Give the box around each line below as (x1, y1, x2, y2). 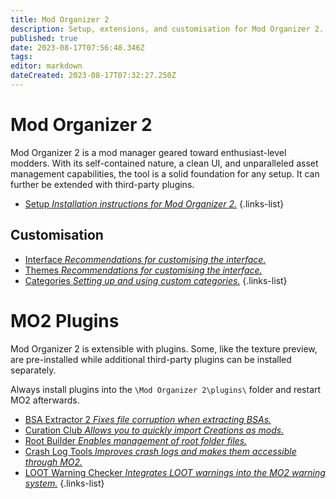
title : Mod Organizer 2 (10, 14, 110, 25)
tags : (10, 52, 33, 62)
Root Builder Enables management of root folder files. (24, 434, 248, 446)
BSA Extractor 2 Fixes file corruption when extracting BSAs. (24, 413, 272, 425)
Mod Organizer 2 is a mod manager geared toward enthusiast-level (10, 146, 287, 158)
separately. (10, 364, 57, 376)
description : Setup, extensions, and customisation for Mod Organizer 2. (10, 24, 325, 34)
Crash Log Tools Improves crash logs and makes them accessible (24, 445, 297, 457)
